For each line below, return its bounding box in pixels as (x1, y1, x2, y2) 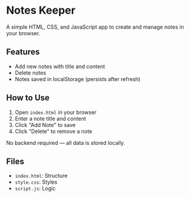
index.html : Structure (14, 172, 68, 180)
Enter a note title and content (14, 115, 86, 122)
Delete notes (14, 69, 46, 76)
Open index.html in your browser (14, 109, 97, 116)
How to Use (6, 93, 50, 103)
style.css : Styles (14, 178, 58, 185)
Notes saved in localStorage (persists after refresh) (14, 75, 141, 82)
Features (6, 47, 40, 57)
